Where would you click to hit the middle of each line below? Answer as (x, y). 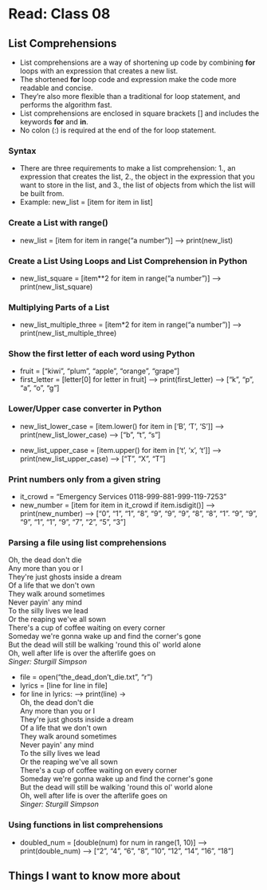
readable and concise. (56, 88)
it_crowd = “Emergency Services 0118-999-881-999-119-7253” (123, 497)
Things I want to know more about (94, 876)
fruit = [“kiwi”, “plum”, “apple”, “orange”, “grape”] (100, 371)
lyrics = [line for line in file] (63, 686)
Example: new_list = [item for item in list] (86, 202)
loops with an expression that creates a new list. (99, 71)
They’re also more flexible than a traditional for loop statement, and (130, 96)
